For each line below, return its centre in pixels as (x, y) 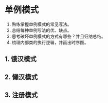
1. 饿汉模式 (21, 59)
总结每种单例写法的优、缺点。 (41, 30)
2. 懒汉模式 (21, 77)
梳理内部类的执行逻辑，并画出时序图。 (50, 42)
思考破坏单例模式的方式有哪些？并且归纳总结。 (58, 36)
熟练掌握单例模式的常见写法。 (41, 24)
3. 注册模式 (21, 95)
